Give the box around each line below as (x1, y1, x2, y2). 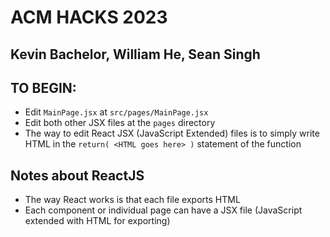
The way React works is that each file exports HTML (24, 194, 241, 206)
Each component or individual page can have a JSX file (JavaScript (24, 204, 303, 216)
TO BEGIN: (10, 79, 77, 96)
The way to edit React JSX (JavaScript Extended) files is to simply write (24, 127, 320, 140)
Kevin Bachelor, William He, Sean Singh (10, 46, 261, 63)
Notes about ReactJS (10, 167, 145, 184)
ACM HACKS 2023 (10, 6, 168, 29)
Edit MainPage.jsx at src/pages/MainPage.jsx (24, 106, 209, 118)
